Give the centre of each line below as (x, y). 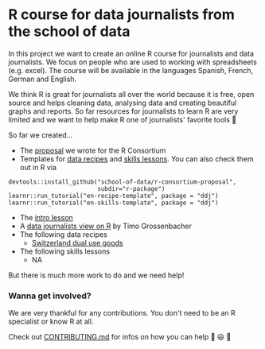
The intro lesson (46, 217)
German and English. (43, 79)
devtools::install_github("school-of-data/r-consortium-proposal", (123, 182)
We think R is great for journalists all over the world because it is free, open (131, 94)
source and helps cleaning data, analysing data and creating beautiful (123, 103)
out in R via (38, 167)
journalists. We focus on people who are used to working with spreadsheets (132, 62)
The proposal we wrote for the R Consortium (93, 150)
